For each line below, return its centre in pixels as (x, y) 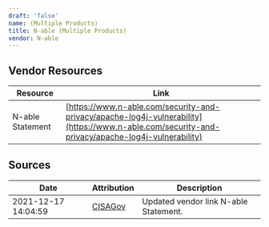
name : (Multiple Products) (53, 23)
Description (199, 188)
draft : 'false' (34, 16)
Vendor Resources (56, 70)
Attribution (113, 188)
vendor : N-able (34, 38)
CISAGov (109, 206)
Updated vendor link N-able (195, 201)
